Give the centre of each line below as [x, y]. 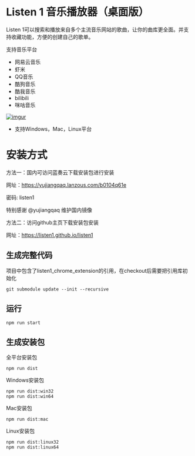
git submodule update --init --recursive [58, 289]
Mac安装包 [19, 408]
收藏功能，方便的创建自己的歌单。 [52, 37]
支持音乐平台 [21, 49]
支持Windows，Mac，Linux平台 [53, 129]
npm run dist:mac [27, 419]
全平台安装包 [21, 358]
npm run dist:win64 [30, 396]
